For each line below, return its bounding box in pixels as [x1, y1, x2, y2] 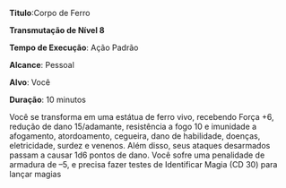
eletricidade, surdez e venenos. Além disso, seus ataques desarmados [9, 141, 271, 150]
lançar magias [9, 169, 62, 179]
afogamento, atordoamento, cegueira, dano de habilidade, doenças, [9, 131, 261, 141]
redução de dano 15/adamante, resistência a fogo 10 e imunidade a [9, 121, 257, 132]
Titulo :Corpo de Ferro [9, 8, 91, 18]
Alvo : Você [9, 77, 51, 88]
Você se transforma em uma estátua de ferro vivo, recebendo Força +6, [9, 112, 274, 122]
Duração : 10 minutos [9, 94, 87, 105]
